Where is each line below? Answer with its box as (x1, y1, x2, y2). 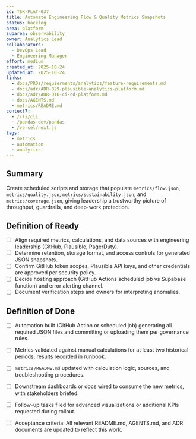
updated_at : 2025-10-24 (6, 70, 65, 75)
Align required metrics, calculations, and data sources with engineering (14, 236, 189, 244)
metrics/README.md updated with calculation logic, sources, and (14, 365, 170, 372)
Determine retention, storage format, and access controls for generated (14, 249, 190, 257)
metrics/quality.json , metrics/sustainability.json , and (6, 191, 147, 198)
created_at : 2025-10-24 (6, 64, 65, 70)
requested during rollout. (14, 408, 76, 415)
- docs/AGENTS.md (11, 97, 55, 103)
